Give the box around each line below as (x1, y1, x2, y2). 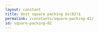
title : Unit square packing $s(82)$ (5, 12, 81, 16)
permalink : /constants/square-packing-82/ (5, 16, 94, 21)
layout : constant (5, 7, 41, 12)
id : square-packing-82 (5, 20, 52, 26)
